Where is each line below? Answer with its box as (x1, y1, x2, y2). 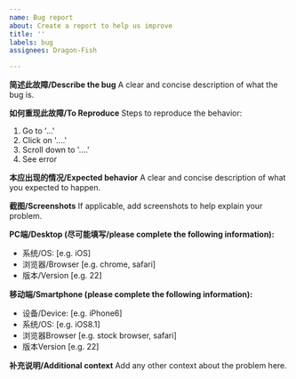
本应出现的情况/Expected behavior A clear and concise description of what (9, 173, 286, 183)
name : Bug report (9, 12, 74, 22)
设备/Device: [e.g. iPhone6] (21, 308, 123, 319)
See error (21, 154, 58, 165)
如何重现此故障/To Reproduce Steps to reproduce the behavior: (9, 108, 243, 118)
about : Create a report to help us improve (9, 21, 173, 30)
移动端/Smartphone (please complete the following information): (9, 289, 253, 300)
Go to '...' (21, 125, 55, 136)
